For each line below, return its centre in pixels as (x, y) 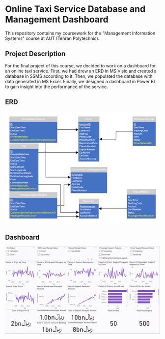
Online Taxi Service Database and (75, 9)
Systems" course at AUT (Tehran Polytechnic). (52, 38)
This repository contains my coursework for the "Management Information (80, 33)
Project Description (35, 54)
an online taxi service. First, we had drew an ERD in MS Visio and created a (81, 71)
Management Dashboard (57, 19)
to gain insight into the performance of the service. (56, 87)
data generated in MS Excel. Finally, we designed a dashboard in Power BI (80, 81)
